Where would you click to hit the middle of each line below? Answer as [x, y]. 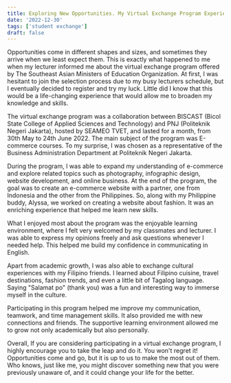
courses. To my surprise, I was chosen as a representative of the [131, 146]
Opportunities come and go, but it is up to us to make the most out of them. [114, 358]
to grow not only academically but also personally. [78, 330]
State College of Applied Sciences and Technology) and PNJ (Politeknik [109, 124]
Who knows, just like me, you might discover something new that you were [113, 365]
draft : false [26, 33]
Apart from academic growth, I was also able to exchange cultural [100, 266]
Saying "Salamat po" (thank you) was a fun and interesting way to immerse [113, 288]
